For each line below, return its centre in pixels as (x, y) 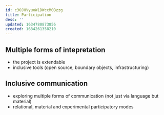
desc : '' (15, 19)
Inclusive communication (47, 84)
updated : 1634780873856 (31, 24)
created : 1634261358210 (31, 29)
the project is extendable (39, 62)
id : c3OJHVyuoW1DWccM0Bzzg (34, 10)
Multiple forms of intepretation (55, 50)
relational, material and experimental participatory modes (73, 107)
